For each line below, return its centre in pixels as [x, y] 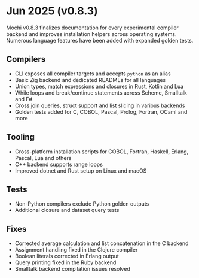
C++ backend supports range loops [59, 164]
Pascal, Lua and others [43, 158]
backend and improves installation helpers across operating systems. [91, 34]
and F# [24, 99]
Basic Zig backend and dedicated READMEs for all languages [90, 80]
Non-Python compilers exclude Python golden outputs [82, 204]
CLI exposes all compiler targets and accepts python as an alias [93, 74]
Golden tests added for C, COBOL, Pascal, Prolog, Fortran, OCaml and [101, 111]
